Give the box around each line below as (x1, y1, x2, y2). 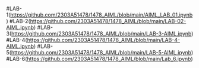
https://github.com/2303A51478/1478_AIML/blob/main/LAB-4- (27, 37, 180, 43)
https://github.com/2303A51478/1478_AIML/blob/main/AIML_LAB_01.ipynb (10, 11, 193, 18)
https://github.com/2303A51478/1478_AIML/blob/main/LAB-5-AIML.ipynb (11, 49, 192, 56)
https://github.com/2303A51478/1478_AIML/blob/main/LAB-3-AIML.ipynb (11, 30, 192, 37)
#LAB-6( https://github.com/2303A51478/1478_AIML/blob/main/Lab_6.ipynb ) (6, 56, 193, 62)
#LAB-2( (10, 18, 31, 24)
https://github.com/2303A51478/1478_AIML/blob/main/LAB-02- (30, 18, 187, 24)
